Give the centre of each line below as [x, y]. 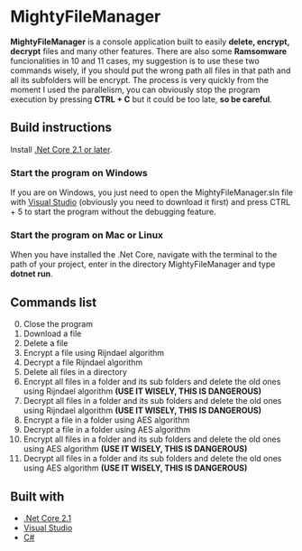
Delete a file [46, 343]
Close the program [58, 324]
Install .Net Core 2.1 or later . [61, 149]
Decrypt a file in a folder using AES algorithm [107, 430]
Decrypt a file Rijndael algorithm [83, 362]
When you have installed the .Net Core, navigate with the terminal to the [144, 255]
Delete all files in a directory [75, 372]
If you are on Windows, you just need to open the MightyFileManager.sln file [152, 192]
